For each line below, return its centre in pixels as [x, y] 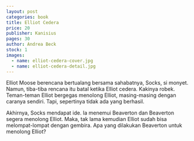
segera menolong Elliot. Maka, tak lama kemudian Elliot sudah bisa [87, 119]
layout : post [22, 11]
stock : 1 [17, 50]
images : [16, 55]
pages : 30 [18, 39]
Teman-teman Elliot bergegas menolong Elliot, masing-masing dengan [91, 95]
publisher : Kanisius [31, 33]
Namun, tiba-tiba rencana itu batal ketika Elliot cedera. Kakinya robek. [91, 89]
